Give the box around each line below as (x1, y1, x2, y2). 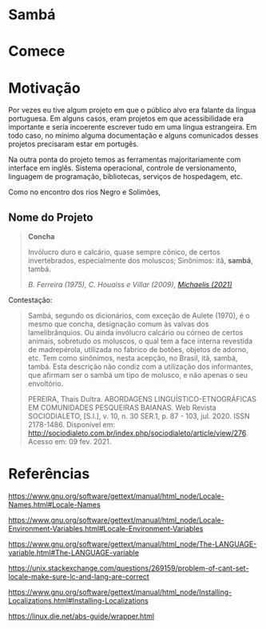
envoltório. (27, 379, 64, 389)
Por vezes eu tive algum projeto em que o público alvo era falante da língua (8, 106, 256, 115)
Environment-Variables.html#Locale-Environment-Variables (8, 524, 204, 534)
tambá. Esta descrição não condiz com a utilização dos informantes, (27, 362, 253, 371)
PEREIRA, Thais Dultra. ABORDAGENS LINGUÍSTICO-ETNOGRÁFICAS (27, 395, 257, 404)
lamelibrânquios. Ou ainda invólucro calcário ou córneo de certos (27, 328, 244, 338)
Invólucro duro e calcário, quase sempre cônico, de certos (27, 247, 221, 257)
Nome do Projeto (8, 210, 93, 224)
